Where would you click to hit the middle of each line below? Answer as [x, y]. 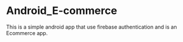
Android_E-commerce [62, 11]
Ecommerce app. [27, 33]
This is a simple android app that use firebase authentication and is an [91, 27]
